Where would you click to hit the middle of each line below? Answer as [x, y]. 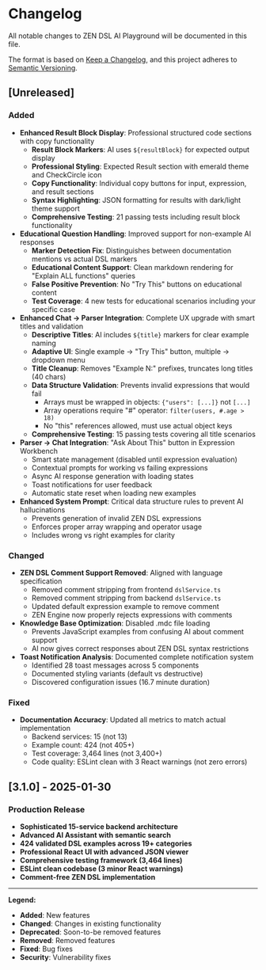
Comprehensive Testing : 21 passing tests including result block [136, 217]
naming [44, 343]
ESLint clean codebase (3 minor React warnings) [101, 869]
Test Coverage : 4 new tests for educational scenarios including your [143, 301]
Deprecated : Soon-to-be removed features [90, 932]
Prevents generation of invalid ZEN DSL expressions [116, 518]
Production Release [47, 809]
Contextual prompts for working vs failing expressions [120, 467]
